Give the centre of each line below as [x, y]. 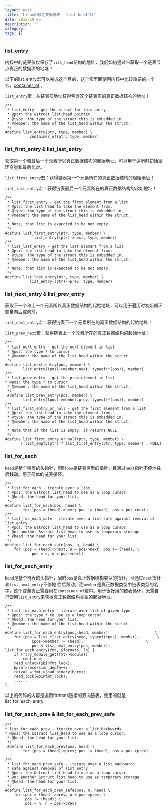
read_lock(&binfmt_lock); [41, 677]
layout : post [19, 10]
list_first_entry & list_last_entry [44, 149]
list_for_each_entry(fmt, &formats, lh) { [50, 650]
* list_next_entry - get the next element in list [61, 347]
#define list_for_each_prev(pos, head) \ [51, 746]
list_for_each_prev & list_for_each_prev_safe [60, 714]
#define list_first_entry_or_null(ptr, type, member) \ [64, 439]
